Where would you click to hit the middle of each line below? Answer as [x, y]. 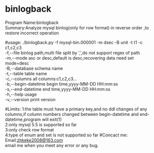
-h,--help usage [21, 94]
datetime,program [23, 119]
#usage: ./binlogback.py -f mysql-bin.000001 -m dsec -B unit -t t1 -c [74, 42]
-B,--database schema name [34, 68]
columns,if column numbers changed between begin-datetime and [72, 114]
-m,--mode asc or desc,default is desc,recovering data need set [69, 58]
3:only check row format [30, 130]
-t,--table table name [26, 73]
